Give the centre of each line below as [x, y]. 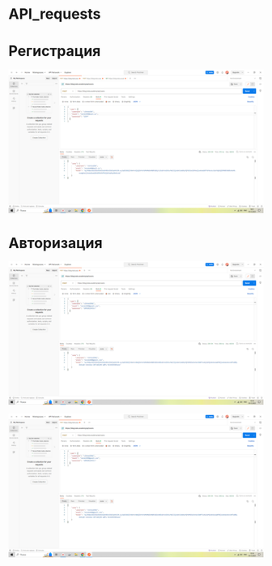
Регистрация [55, 51]
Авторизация [55, 243]
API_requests [55, 14]
